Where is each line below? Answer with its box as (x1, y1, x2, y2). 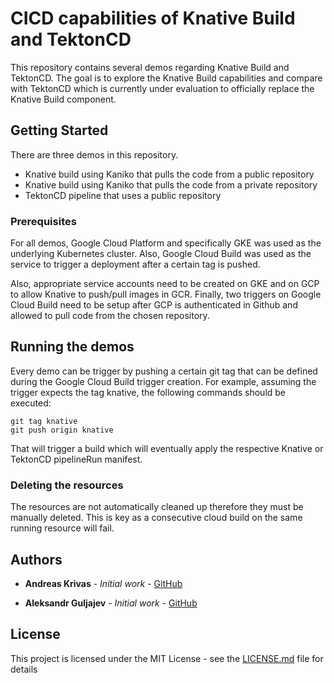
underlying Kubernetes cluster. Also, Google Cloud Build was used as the (10, 248, 312, 260)
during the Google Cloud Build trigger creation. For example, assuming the (10, 375, 317, 387)
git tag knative (10, 416, 78, 426)
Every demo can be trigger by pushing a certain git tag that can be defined (10, 365, 318, 377)
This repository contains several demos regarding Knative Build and (10, 61, 290, 73)
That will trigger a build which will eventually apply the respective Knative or (10, 442, 324, 454)
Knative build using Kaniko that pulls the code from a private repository (24, 178, 318, 191)
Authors (10, 551, 63, 568)
